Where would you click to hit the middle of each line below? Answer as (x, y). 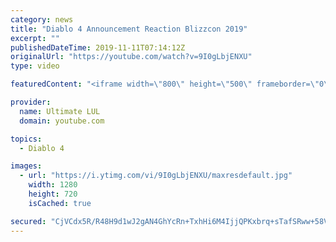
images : (26, 166)
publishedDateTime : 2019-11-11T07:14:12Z (98, 47)
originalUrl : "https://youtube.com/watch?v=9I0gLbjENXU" (131, 57)
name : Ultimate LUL (60, 111)
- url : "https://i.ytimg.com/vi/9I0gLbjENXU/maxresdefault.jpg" (156, 176)
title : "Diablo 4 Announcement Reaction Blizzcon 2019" (129, 29)
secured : (28, 221)
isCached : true (60, 203)
